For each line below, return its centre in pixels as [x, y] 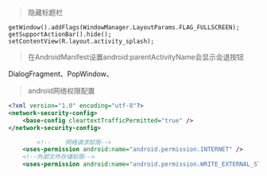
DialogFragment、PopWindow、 [61, 74]
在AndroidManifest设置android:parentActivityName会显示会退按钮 [136, 57]
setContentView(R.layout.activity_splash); [81, 41]
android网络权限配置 [61, 91]
